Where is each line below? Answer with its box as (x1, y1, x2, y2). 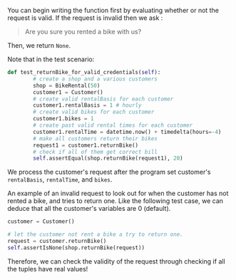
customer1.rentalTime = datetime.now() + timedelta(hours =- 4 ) (33, 128, 222, 135)
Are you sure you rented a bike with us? (24, 28, 142, 36)
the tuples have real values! (7, 264, 88, 273)
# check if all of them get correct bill (33, 148, 158, 155)
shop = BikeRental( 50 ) (33, 82, 101, 89)
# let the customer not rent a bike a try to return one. (7, 231, 183, 238)
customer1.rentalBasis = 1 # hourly (33, 102, 142, 109)
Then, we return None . (7, 41, 71, 49)
